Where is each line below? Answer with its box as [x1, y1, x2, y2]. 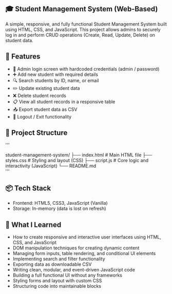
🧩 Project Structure [5, 128, 68, 138]
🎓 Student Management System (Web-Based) [5, 5, 158, 13]
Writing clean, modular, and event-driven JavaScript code [12, 267, 135, 273]
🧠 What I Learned [5, 220, 62, 229]
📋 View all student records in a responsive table [12, 99, 116, 105]
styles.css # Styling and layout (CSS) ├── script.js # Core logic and [5, 158, 149, 164]
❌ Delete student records [12, 92, 67, 99]
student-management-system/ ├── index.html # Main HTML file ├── [5, 152, 152, 158]
